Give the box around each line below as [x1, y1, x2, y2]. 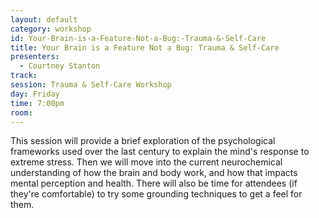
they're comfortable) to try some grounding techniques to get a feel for [10, 188, 303, 200]
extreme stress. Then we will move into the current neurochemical [10, 156, 283, 168]
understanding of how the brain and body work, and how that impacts [10, 167, 298, 179]
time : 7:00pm [10, 98, 65, 108]
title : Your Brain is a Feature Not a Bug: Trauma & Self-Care [10, 42, 280, 53]
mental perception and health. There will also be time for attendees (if [10, 177, 298, 190]
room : [10, 107, 33, 118]
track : [10, 71, 38, 81]
